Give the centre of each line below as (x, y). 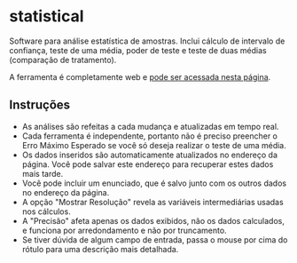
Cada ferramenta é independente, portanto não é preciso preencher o (149, 136)
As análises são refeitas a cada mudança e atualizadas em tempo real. (150, 126)
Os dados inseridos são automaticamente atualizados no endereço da (149, 155)
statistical (47, 16)
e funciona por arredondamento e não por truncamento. (125, 230)
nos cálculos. (46, 211)
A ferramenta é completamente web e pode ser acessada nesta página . (140, 76)
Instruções (40, 105)
